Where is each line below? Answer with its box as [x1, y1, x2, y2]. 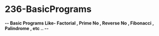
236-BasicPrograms [5, 3, 92, 15]
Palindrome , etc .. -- [5, 25, 49, 31]
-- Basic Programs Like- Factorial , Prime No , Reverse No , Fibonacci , [5, 20, 154, 26]
